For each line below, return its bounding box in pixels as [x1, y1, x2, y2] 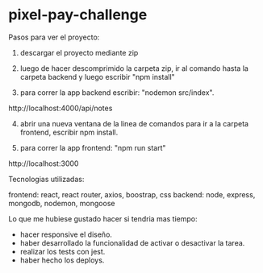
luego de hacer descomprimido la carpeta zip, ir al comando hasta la [19, 63, 248, 73]
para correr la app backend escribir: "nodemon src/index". [19, 87, 215, 97]
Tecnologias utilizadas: [8, 174, 85, 184]
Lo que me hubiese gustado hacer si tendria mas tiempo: [8, 213, 198, 223]
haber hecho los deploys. [19, 255, 105, 265]
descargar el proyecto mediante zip [19, 48, 139, 57]
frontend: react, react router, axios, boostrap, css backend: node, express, [8, 189, 256, 199]
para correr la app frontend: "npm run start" [19, 143, 166, 152]
